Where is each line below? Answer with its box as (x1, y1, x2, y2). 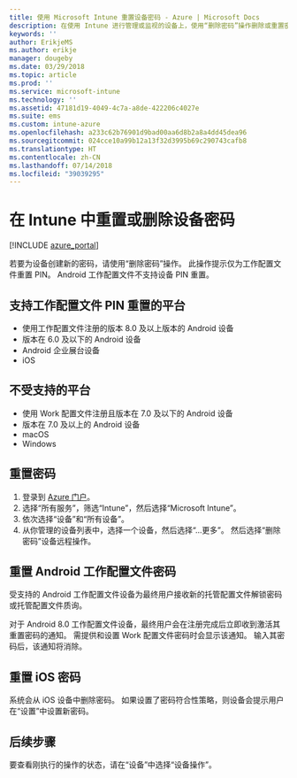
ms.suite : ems (9, 112, 62, 120)
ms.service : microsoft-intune (9, 87, 121, 96)
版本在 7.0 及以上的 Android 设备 (21, 419, 141, 429)
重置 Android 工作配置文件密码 (9, 564, 177, 580)
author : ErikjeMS (9, 37, 73, 47)
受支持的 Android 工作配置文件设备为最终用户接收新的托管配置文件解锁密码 (9, 589, 283, 600)
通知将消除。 (39, 641, 87, 651)
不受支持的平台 (9, 382, 91, 398)
